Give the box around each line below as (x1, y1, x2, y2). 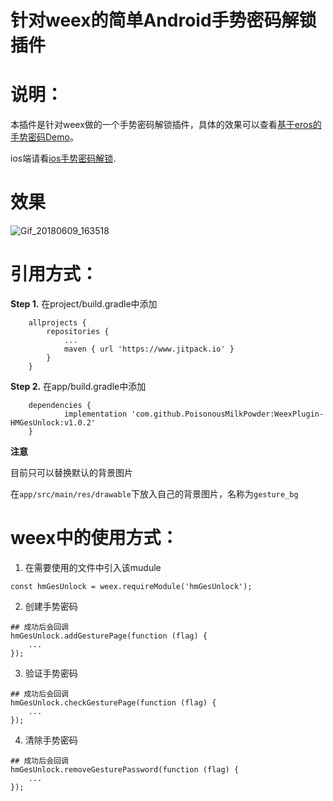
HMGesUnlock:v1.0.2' (10, 418, 97, 428)
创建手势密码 (24, 600, 78, 612)
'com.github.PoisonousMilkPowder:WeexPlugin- (131, 409, 325, 419)
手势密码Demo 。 (10, 131, 79, 143)
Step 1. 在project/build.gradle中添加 (10, 298, 158, 310)
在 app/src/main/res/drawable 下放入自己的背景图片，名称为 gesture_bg (10, 488, 299, 500)
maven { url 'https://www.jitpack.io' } (63, 344, 235, 354)
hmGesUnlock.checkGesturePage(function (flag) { (10, 697, 217, 708)
